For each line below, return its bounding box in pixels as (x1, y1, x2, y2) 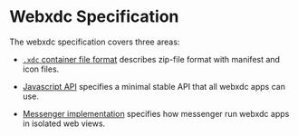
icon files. (22, 63, 60, 74)
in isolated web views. (22, 118, 106, 129)
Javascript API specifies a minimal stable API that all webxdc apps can (22, 81, 285, 92)
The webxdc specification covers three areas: (9, 36, 180, 47)
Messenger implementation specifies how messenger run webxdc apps (22, 108, 290, 119)
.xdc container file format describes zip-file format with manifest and (22, 53, 281, 64)
